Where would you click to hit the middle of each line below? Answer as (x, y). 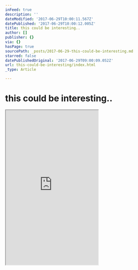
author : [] (16, 33)
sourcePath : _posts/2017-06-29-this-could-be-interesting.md (69, 51)
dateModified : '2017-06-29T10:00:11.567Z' (49, 19)
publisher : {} (20, 38)
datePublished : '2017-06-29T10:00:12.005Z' (51, 24)
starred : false (21, 56)
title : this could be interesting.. (43, 28)
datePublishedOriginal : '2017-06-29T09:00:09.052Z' (59, 60)
